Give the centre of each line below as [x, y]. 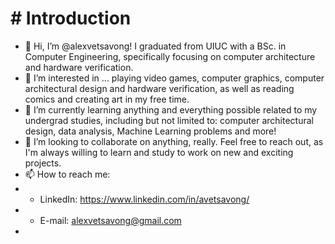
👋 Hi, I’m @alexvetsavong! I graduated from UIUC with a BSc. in [155, 46]
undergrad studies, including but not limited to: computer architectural [169, 120]
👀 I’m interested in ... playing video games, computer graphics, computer [174, 78]
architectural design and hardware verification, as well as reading [159, 88]
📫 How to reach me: [67, 174]
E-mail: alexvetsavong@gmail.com [110, 220]
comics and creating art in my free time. [107, 99]
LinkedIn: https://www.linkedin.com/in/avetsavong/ [144, 199]
